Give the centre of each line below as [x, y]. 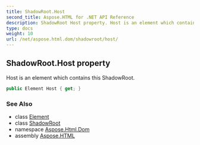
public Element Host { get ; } [44, 89]
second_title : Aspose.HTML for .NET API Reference [70, 17]
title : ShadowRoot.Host [36, 12]
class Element [32, 116]
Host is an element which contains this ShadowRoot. [71, 77]
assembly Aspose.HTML [45, 135]
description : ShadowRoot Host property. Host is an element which [90, 23]
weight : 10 [20, 34]
